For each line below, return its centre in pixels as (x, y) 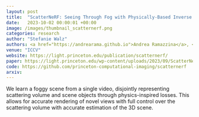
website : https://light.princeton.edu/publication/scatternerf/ (87, 56)
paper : (14, 61)
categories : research (33, 34)
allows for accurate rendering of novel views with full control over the (91, 102)
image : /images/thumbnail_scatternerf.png (59, 28)
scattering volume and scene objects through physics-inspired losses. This (98, 95)
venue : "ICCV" (24, 50)
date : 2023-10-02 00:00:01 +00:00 (51, 22)
